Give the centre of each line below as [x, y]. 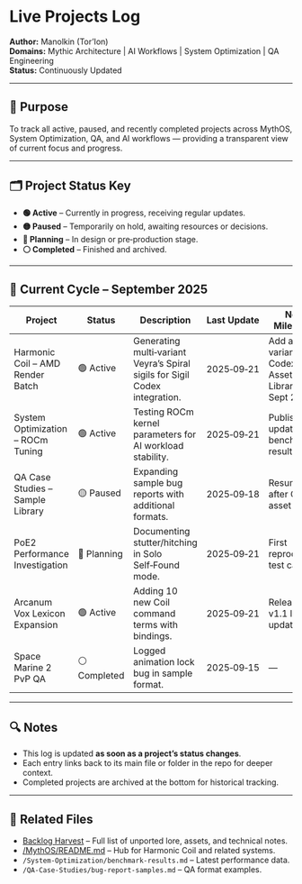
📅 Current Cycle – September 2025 [109, 289]
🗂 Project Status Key [71, 186]
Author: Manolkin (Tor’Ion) [59, 41]
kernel [147, 424]
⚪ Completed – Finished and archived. [95, 249]
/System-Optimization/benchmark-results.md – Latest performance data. [156, 860]
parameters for [165, 434]
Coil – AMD [37, 364]
